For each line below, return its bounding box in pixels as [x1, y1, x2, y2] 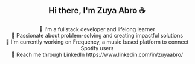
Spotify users [80, 45, 114, 52]
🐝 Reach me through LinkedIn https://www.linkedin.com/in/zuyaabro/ [11, 51, 184, 59]
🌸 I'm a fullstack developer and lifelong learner [39, 26, 156, 33]
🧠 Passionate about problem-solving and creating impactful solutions [11, 32, 184, 39]
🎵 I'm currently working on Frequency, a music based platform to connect [5, 38, 189, 45]
